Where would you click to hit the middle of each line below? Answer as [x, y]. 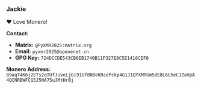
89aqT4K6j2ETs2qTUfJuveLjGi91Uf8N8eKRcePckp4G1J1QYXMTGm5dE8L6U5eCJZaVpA [101, 75]
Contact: [17, 33]
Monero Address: [29, 69]
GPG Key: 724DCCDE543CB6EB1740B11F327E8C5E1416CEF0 [82, 58]
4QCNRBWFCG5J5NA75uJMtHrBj [40, 80]
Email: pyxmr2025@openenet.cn [52, 51]
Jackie [16, 9]
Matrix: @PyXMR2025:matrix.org [53, 45]
